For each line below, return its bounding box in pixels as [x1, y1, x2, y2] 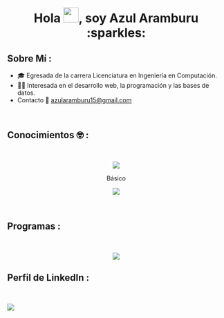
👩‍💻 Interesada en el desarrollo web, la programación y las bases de [17, 82, 209, 89]
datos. [17, 88, 36, 97]
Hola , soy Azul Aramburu [33, 10, 199, 26]
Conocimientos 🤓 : [7, 129, 89, 141]
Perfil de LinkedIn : [7, 272, 90, 283]
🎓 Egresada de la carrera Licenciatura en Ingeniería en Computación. [17, 71, 218, 79]
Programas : [7, 221, 61, 232]
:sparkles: [86, 25, 147, 41]
